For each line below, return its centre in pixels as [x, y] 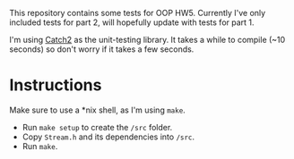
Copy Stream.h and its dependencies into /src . [108, 137]
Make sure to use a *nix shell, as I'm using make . [97, 110]
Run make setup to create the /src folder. [97, 127]
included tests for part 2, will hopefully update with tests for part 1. [132, 22]
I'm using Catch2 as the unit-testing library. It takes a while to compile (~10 [147, 40]
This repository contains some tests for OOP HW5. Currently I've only [138, 13]
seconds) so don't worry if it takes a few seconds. [102, 49]
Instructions [56, 85]
